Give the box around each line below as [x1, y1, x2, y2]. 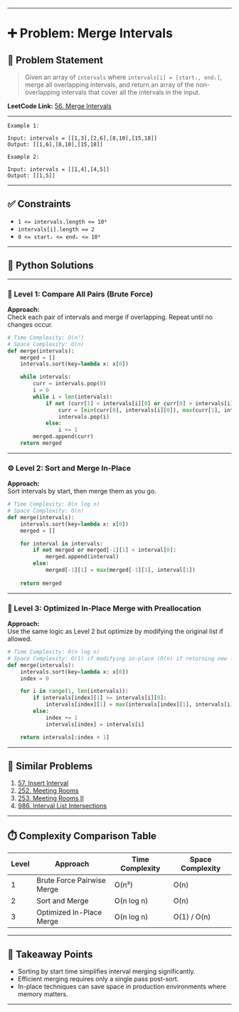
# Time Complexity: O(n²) [7, 334, 84, 341]
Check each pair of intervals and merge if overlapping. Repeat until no [7, 313, 213, 321]
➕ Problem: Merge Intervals [7, 26, 173, 41]
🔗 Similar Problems [7, 760, 93, 772]
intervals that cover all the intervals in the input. [61, 88, 201, 96]
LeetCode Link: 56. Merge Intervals [7, 102, 112, 110]
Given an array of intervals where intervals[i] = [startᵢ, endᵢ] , [24, 73, 223, 81]
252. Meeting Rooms [17, 786, 80, 795]
